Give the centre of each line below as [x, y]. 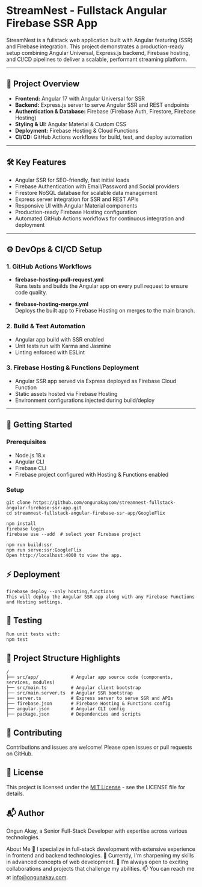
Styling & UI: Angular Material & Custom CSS [71, 124]
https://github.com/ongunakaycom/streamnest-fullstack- [104, 502]
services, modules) [31, 682]
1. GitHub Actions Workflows [49, 266]
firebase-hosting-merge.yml [52, 304]
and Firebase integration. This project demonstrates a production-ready [95, 46]
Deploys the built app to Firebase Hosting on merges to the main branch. [105, 311]
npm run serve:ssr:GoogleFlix [44, 550]
